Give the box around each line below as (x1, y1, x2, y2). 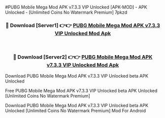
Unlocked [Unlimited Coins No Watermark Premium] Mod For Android (5, 108, 146, 114)
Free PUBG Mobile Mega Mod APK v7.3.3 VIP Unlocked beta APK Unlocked (5, 88, 158, 93)
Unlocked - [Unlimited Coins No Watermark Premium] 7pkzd (5, 9, 127, 15)
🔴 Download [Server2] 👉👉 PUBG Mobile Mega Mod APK (13, 54, 153, 60)
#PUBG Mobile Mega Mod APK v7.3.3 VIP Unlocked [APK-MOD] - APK (5, 4, 147, 10)
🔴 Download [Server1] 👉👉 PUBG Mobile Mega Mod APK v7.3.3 (5, 22, 160, 29)
